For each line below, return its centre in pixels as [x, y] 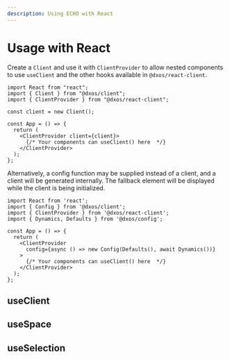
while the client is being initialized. [56, 187]
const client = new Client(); [51, 112]
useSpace [30, 325]
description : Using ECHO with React [60, 14]
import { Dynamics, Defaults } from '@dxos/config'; [85, 219]
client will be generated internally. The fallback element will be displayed [111, 181]
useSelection [36, 348]
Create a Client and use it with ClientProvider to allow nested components [115, 67]
